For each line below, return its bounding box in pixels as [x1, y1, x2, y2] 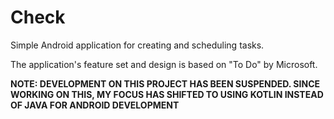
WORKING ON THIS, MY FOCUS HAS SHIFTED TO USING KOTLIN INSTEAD [10, 88, 324, 100]
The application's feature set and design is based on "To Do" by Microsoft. [10, 58, 318, 70]
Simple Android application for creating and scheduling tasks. [10, 39, 265, 51]
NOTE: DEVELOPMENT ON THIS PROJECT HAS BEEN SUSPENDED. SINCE [10, 77, 320, 90]
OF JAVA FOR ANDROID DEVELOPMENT [10, 99, 180, 111]
